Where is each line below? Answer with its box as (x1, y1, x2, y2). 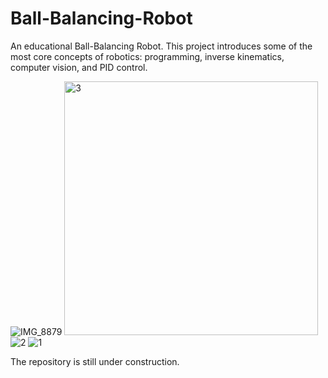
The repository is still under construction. (10, 355, 180, 367)
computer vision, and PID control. (10, 61, 148, 73)
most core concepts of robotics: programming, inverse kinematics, (10, 50, 285, 62)
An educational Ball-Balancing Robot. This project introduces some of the (10, 40, 313, 52)
